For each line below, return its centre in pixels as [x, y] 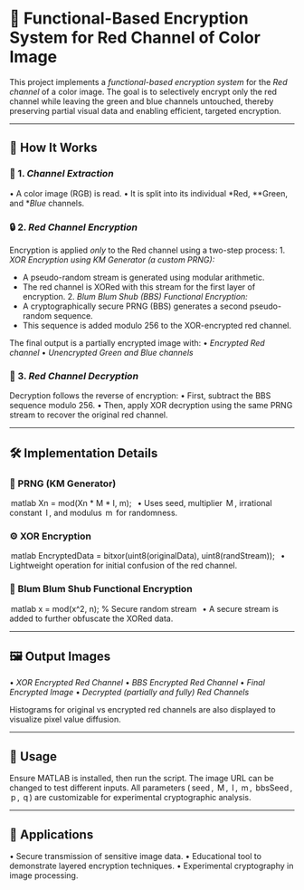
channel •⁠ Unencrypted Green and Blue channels [101, 352]
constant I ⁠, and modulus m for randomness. [94, 512]
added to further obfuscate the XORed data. [91, 618]
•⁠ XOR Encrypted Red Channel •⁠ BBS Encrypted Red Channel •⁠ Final [137, 683]
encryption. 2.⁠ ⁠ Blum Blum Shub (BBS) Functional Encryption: [135, 296]
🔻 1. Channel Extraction [62, 174]
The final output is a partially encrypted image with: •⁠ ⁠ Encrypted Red [137, 342]
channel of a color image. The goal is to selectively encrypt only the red [143, 91]
